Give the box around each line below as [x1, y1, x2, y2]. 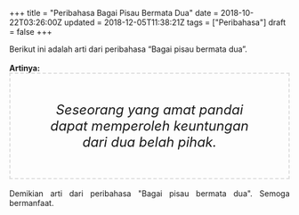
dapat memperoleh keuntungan [50, 118, 249, 135]
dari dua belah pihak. [82, 134, 217, 151]
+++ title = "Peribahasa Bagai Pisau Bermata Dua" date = [9, 8, 220, 18]
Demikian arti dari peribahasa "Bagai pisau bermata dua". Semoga [9, 188, 290, 199]
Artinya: [9, 62, 40, 73]
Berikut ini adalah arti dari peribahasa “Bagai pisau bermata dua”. [9, 44, 247, 54]
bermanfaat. [9, 198, 54, 208]
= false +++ [9, 27, 53, 37]
